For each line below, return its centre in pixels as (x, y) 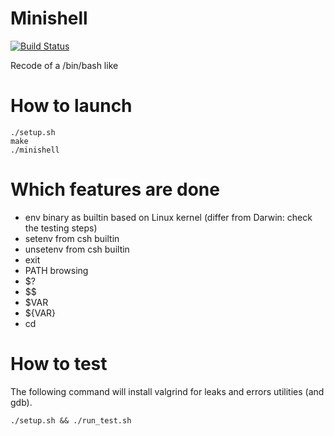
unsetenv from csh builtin (77, 249)
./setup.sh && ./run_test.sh (71, 420)
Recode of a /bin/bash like (64, 65)
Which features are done (115, 189)
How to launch (71, 106)
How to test (59, 364)
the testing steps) (61, 228)
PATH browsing (56, 270)
